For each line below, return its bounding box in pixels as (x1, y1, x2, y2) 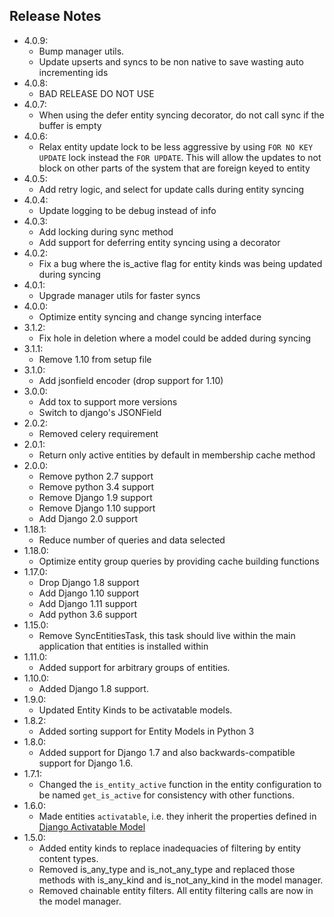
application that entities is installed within (38, 640, 209, 652)
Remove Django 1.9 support (38, 491, 153, 503)
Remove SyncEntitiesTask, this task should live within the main (38, 629, 296, 641)
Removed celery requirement (38, 427, 159, 439)
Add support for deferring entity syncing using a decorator (38, 236, 281, 248)
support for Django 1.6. (38, 757, 134, 769)
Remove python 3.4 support (38, 480, 155, 493)
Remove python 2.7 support (38, 470, 154, 482)
